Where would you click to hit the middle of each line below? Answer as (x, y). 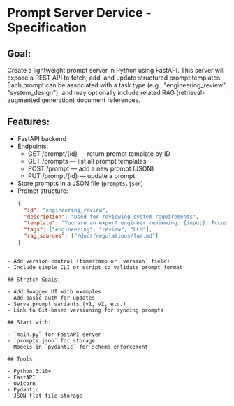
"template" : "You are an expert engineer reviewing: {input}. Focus (126, 223)
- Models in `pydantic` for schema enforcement (78, 347)
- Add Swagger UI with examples (54, 291)
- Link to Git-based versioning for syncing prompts (86, 310)
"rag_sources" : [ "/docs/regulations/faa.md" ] (92, 236)
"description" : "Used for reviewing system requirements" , (112, 217)
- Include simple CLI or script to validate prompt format (95, 267)
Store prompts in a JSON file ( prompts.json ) (80, 183)
